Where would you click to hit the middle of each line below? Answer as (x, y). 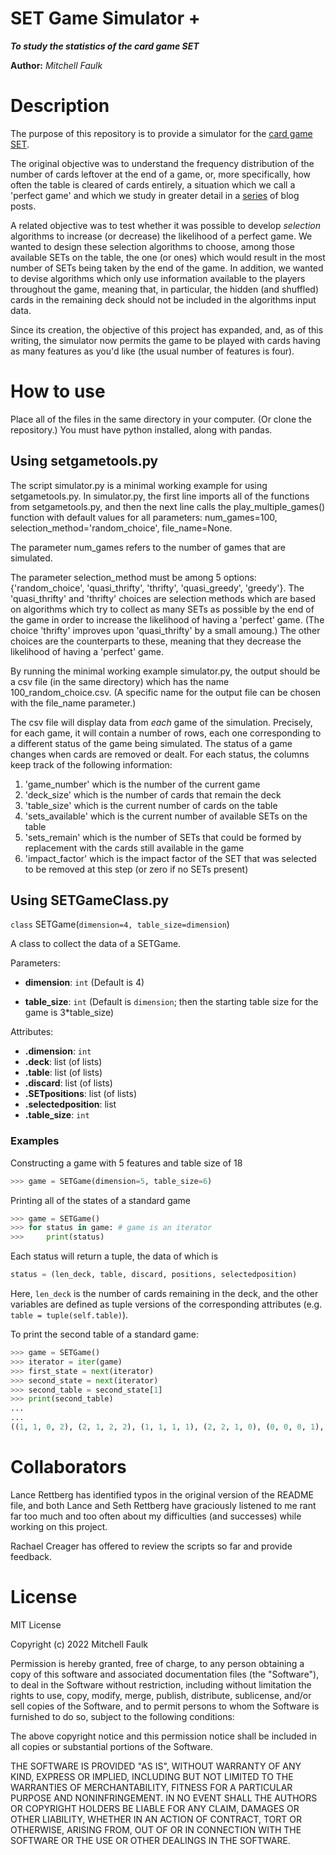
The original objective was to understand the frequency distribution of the (162, 163)
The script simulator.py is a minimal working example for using (139, 485)
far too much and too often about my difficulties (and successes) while (156, 1516)
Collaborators (68, 1467)
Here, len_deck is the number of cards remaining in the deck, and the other (164, 1294)
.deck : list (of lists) (63, 1062)
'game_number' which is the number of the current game (142, 784)
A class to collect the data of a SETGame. (96, 944)
